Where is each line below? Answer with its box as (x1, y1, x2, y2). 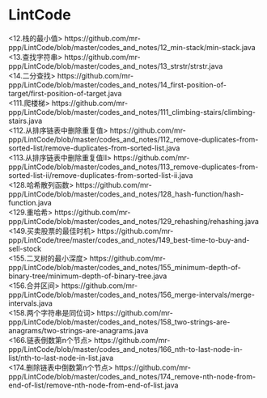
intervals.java (8, 298, 53, 308)
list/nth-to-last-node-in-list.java (8, 353, 114, 362)
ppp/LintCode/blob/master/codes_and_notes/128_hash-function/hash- (8, 188, 244, 199)
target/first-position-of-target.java (8, 88, 122, 98)
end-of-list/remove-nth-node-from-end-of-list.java (8, 380, 179, 390)
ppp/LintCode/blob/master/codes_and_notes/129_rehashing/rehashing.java (8, 216, 259, 226)
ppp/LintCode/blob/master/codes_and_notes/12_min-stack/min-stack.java (8, 42, 256, 52)
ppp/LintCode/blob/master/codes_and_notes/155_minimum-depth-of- (8, 262, 241, 272)
